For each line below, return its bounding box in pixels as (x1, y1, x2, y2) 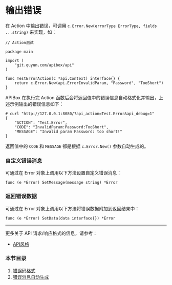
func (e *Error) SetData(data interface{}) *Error (5, 215, 116, 221)
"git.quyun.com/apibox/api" (14, 62, 74, 68)
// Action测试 (5, 40, 34, 45)
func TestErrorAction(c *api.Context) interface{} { (5, 76, 120, 81)
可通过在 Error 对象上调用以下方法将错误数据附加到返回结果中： (5, 205, 140, 211)
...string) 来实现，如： (5, 29, 57, 35)
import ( (5, 58, 24, 63)
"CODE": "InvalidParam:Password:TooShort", (14, 124, 109, 129)
